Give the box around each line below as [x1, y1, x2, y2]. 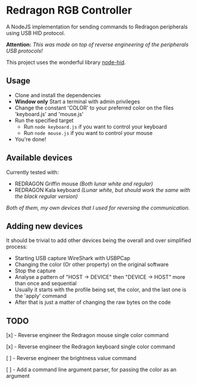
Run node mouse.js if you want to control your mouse [23, 129, 153, 136]
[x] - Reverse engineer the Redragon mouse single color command [6, 332, 169, 339]
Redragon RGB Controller [6, 4, 132, 17]
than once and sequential [14, 280, 77, 287]
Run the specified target [14, 117, 74, 124]
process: [6, 243, 28, 251]
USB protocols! [6, 47, 43, 54]
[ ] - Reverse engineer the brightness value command [6, 355, 137, 362]
